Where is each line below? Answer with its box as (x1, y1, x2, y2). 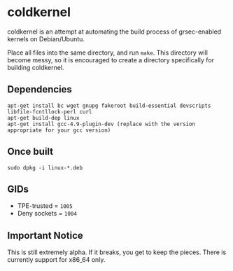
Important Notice (7, 229, 83, 242)
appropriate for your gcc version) (7, 127, 111, 134)
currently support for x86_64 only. (7, 256, 106, 264)
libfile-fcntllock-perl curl (7, 108, 92, 116)
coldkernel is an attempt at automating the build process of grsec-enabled (7, 27, 222, 36)
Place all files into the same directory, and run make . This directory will (7, 48, 209, 57)
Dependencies (7, 83, 72, 95)
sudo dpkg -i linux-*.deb (7, 164, 83, 172)
